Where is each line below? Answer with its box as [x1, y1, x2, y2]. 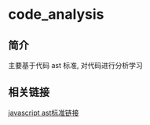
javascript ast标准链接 [8, 108, 79, 117]
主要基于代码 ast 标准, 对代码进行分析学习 [8, 61, 143, 70]
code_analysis [8, 5, 104, 23]
